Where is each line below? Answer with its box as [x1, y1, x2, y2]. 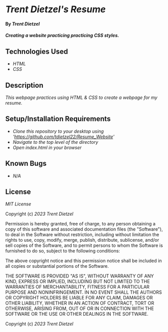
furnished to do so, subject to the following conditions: [5, 248, 120, 254]
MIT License [5, 201, 32, 207]
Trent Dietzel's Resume [5, 4, 106, 15]
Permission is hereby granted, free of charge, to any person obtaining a [5, 221, 156, 227]
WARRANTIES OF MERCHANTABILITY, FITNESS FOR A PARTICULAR [5, 284, 150, 290]
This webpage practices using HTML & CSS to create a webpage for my [5, 94, 158, 100]
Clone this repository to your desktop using [12, 128, 104, 134]
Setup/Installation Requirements [5, 115, 111, 123]
